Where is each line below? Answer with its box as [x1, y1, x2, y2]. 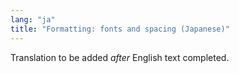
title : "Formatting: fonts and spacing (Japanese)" [10, 24, 230, 34]
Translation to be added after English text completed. [10, 51, 230, 63]
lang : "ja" [10, 14, 56, 25]
